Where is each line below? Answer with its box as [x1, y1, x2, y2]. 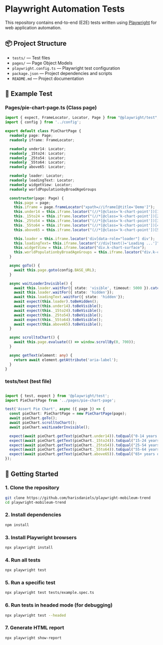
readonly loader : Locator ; [9, 173, 64, 178]
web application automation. [5, 24, 62, 30]
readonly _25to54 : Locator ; [9, 155, 66, 160]
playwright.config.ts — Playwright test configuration [12, 65, 120, 71]
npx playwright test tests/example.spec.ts [5, 590, 95, 595]
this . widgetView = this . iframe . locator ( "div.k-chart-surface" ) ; [14, 245, 147, 250]
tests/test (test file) [5, 378, 52, 385]
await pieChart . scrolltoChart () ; [9, 420, 77, 425]
